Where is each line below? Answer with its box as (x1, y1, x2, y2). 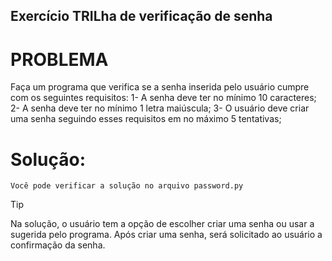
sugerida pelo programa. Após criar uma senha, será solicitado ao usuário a (10, 229, 323, 241)
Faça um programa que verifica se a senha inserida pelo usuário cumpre (10, 81, 310, 93)
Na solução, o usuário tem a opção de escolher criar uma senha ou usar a (10, 218, 315, 230)
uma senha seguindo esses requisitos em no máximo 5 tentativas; (10, 113, 282, 125)
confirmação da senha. (10, 239, 106, 251)
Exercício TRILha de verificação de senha (10, 8, 273, 25)
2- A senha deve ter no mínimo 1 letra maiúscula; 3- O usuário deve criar (10, 102, 310, 114)
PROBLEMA (10, 48, 109, 71)
